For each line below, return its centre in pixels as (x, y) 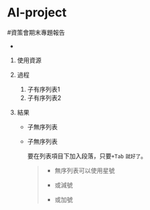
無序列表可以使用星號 (85, 170)
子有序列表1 (43, 89)
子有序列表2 (44, 98)
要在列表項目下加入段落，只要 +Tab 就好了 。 (87, 156)
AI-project (37, 13)
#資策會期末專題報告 (36, 32)
